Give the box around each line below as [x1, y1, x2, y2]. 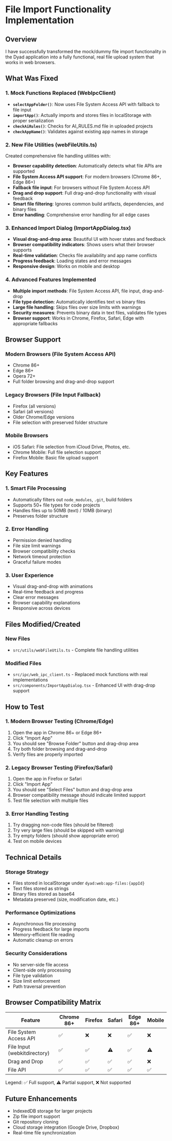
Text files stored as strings [12, 885, 69, 892]
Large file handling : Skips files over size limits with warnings [12, 304, 141, 310]
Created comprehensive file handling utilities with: [5, 153, 111, 159]
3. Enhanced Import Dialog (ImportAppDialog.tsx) [5, 224, 132, 231]
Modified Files [5, 660, 42, 667]
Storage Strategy [5, 868, 49, 875]
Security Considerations [5, 950, 68, 957]
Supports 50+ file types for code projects [12, 502, 100, 508]
